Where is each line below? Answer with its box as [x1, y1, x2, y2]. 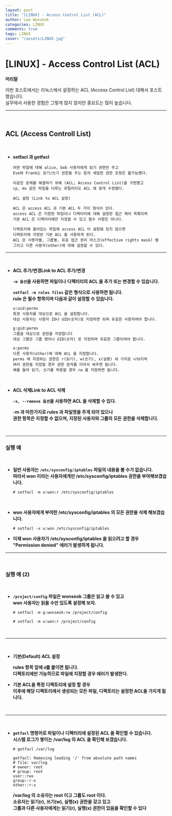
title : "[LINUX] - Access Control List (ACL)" [5, 12, 106, 17]
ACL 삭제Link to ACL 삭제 [12, 387, 66, 393]
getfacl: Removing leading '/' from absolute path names [12, 755, 137, 761]
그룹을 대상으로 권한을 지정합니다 [12, 331, 73, 336]
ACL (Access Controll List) [5, 129, 91, 139]
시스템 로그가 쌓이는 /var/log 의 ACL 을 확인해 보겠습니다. [12, 736, 128, 743]
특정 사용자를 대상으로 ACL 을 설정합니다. [12, 311, 90, 316]
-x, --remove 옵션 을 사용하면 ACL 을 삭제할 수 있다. [12, 398, 117, 404]
